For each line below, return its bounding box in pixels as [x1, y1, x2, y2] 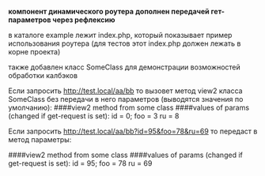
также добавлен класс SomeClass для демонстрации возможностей [8, 62, 241, 72]
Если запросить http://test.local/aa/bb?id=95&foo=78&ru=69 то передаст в [8, 126, 258, 136]
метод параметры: [8, 135, 72, 144]
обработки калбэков [8, 71, 78, 80]
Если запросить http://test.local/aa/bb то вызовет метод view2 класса [8, 86, 243, 95]
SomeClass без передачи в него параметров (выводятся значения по [8, 95, 244, 103]
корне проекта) [8, 47, 61, 56]
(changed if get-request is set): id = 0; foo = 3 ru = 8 [8, 111, 180, 121]
